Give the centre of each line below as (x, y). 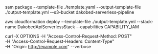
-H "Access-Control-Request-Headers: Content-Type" (60, 41)
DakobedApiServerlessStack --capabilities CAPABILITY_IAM (78, 27)
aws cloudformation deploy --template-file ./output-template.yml (70, 22)
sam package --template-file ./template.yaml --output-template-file (73, 7)
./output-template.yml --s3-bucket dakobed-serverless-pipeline (70, 12)
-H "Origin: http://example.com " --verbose (48, 46)
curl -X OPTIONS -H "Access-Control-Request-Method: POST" (68, 36)
